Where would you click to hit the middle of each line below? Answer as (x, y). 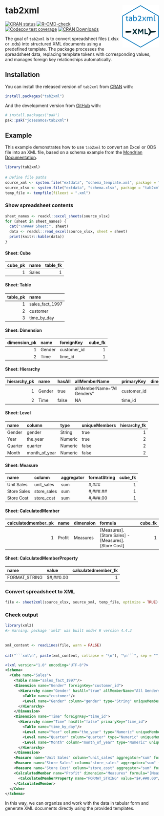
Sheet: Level (18, 413)
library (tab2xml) (23, 167)
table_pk (16, 297)
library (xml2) (20, 625)
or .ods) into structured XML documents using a (53, 43)
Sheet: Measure (21, 465)
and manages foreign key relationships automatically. (59, 59)
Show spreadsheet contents (39, 205)
